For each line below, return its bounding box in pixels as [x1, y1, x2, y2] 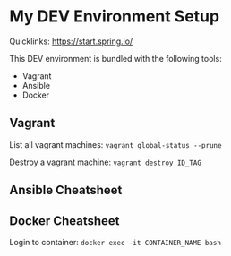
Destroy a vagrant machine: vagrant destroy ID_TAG [9, 157, 201, 167]
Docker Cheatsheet [9, 213, 120, 228]
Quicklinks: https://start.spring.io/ [9, 36, 133, 47]
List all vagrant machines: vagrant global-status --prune [9, 139, 222, 149]
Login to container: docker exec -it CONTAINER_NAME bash [9, 236, 222, 247]
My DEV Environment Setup [9, 6, 220, 27]
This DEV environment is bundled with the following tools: [9, 53, 222, 64]
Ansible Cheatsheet [9, 183, 123, 198]
